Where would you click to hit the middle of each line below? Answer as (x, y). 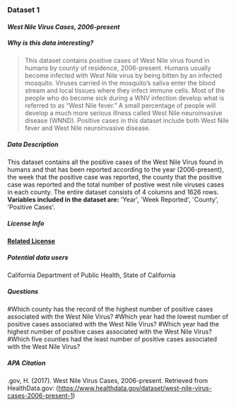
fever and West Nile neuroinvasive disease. (87, 128)
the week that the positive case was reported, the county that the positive (114, 177)
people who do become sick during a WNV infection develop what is (124, 98)
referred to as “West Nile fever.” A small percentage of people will (120, 106)
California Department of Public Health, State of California (92, 275)
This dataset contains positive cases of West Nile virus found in (117, 61)
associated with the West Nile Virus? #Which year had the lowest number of (118, 317)
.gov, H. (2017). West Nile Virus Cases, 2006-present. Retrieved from (108, 381)
